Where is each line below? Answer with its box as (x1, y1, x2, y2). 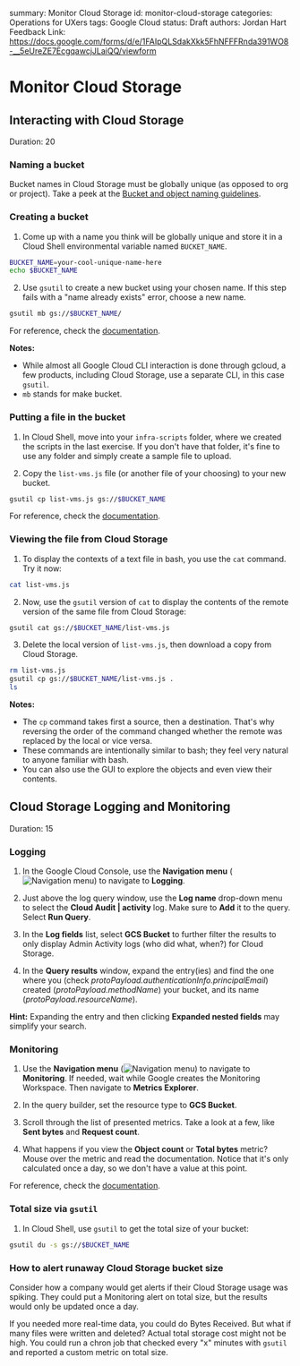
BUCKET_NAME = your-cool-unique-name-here (9, 258, 163, 267)
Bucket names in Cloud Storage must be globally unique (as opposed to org (9, 179, 289, 190)
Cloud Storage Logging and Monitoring (9, 799, 231, 815)
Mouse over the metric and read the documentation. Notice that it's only (21, 1154, 289, 1165)
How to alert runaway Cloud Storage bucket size (9, 1261, 224, 1274)
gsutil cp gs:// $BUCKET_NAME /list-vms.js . (9, 675, 175, 684)
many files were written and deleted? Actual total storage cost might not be (9, 1328, 287, 1338)
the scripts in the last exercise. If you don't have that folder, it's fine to (21, 440, 280, 451)
